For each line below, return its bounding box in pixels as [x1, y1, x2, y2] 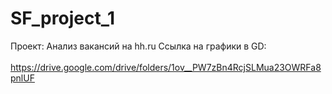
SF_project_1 [10, 7, 116, 30]
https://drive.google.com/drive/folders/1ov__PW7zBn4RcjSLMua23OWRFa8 [10, 61, 322, 73]
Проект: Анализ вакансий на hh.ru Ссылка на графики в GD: [10, 40, 267, 52]
